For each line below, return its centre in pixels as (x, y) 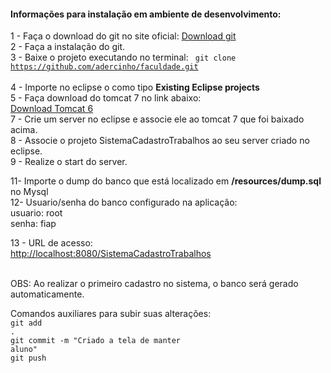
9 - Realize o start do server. (69, 162)
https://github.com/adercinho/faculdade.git (104, 67)
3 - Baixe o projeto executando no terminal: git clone (123, 57)
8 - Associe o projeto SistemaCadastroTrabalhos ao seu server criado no (160, 141)
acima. (24, 130)
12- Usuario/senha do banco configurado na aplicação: (124, 202)
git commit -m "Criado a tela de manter (96, 341)
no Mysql (29, 192)
